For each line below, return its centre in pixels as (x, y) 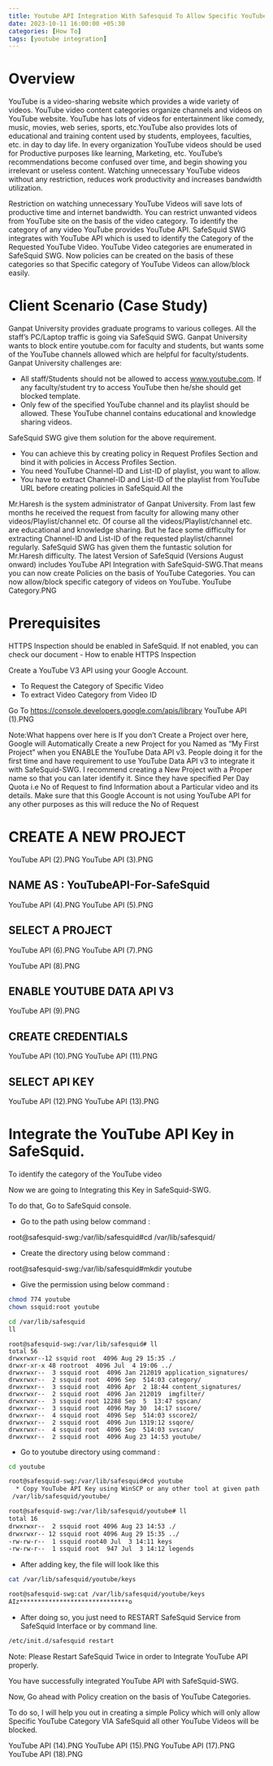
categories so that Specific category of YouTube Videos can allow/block (129, 265)
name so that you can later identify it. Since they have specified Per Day (129, 778)
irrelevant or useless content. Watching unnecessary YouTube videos (124, 171)
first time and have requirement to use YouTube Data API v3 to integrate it (132, 761)
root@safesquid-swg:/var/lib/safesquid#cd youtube (96, 1481)
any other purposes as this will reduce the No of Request (104, 804)
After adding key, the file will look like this (89, 1565)
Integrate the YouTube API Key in (121, 1135)
